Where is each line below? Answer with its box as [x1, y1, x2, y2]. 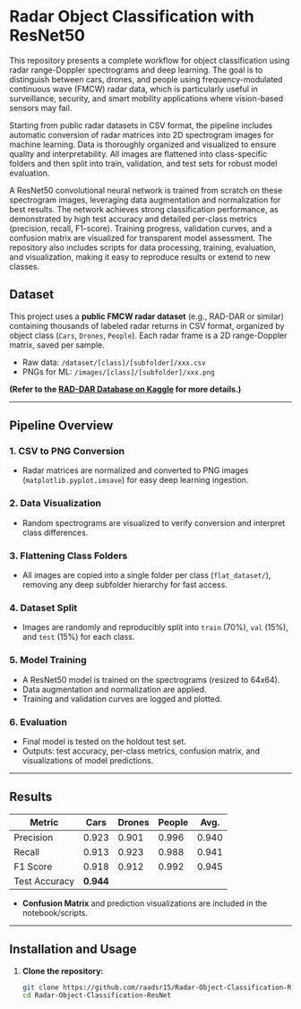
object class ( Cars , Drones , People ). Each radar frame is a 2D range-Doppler [9, 330, 288, 341]
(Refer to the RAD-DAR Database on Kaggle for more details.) [9, 384, 242, 394]
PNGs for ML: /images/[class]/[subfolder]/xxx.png [21, 366, 215, 377]
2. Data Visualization [9, 497, 101, 510]
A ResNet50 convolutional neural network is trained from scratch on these [9, 185, 283, 195]
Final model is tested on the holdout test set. [21, 736, 186, 746]
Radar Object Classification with [9, 6, 254, 27]
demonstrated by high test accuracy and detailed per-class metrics [9, 213, 258, 224]
